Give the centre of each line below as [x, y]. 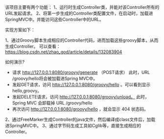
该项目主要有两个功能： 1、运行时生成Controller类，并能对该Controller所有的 [82, 7]
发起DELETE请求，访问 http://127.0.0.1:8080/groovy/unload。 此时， [81, 97]
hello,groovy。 [27, 91]
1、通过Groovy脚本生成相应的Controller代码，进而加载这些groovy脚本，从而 [82, 40]
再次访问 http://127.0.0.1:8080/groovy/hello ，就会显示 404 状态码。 [80, 109]
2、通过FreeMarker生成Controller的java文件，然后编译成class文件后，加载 [80, 119]
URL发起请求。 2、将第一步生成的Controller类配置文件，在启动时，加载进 [79, 13]
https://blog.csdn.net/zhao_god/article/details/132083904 [64, 52]
